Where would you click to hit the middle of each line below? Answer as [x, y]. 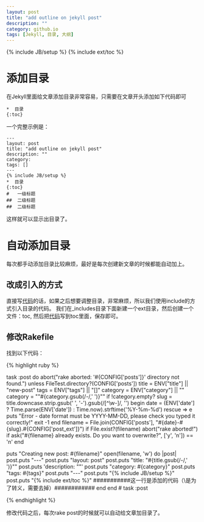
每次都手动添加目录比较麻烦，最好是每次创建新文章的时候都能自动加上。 [97, 264]
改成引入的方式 [34, 285]
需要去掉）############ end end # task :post [87, 488]
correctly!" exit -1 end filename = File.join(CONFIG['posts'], [80, 422]
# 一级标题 [21, 194]
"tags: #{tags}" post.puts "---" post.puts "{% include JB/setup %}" [90, 473]
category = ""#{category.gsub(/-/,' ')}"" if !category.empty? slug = [89, 396]
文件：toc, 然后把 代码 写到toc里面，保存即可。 [64, 316]
